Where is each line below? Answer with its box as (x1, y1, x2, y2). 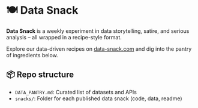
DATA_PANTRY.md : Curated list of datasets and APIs (14, 88, 137, 95)
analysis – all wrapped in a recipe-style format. (6, 33, 122, 41)
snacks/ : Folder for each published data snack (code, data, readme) (14, 95, 182, 102)
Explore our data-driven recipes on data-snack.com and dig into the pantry (6, 45, 192, 53)
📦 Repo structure (6, 70, 74, 80)
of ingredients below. (6, 51, 58, 58)
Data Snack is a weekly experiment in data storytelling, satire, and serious (6, 27, 190, 35)
